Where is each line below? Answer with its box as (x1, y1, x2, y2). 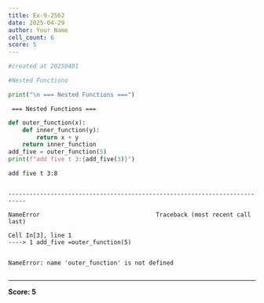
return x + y (36, 133, 79, 142)
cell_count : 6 (8, 33, 55, 42)
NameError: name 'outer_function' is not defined (8, 259, 174, 267)
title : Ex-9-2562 (8, 11, 65, 20)
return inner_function (22, 141, 97, 149)
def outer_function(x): (8, 119, 86, 127)
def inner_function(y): (22, 126, 101, 134)
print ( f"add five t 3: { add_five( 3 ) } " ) (8, 155, 135, 164)
